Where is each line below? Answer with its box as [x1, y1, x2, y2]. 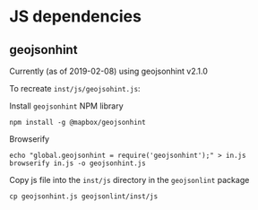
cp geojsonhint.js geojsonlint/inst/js [9, 192, 159, 201]
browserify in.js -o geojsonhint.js [9, 159, 146, 168]
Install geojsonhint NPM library [9, 101, 124, 111]
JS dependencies [9, 6, 142, 27]
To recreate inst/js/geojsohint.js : [9, 83, 141, 93]
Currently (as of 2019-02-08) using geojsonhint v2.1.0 [9, 66, 208, 76]
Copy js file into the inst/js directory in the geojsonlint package [9, 175, 250, 185]
